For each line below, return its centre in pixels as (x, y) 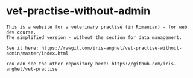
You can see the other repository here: (58, 64)
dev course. (21, 32)
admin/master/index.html (37, 53)
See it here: (23, 48)
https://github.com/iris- (144, 64)
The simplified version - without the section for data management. (94, 37)
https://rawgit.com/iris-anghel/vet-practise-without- (112, 48)
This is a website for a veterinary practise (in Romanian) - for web (97, 27)
